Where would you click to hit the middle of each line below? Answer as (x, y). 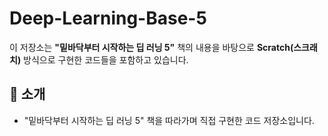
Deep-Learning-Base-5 (108, 18)
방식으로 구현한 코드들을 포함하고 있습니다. (106, 59)
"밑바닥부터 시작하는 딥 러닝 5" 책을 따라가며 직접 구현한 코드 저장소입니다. (169, 120)
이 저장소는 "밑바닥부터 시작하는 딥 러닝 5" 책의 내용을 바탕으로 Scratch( (151, 47)
